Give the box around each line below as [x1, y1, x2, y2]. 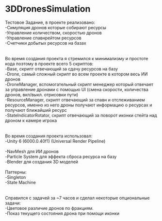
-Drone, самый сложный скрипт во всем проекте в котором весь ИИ [5, 71, 148, 77]
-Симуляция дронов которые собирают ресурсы [5, 24, 107, 30]
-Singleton [5, 174, 26, 180]
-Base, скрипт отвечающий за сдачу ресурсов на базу [5, 66, 118, 71]
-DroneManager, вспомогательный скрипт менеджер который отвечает [5, 81, 154, 87]
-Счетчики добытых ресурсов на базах [5, 40, 86, 46]
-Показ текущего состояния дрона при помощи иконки [5, 210, 120, 216]
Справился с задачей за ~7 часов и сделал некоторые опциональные [5, 195, 150, 201]
